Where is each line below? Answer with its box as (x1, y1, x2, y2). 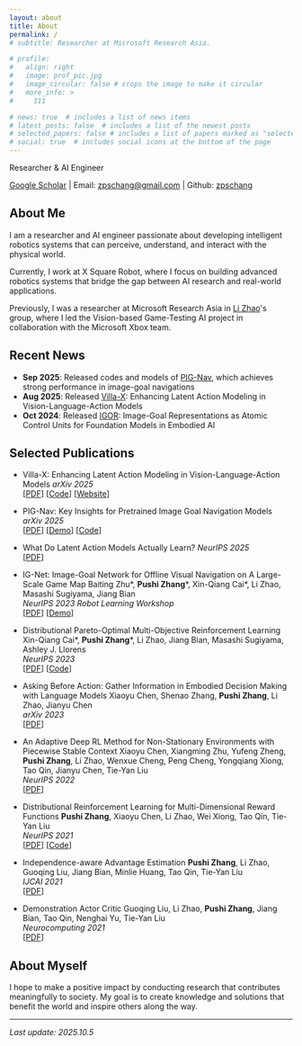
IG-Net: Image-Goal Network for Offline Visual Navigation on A (22, 569, 254, 580)
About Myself (9, 958, 88, 973)
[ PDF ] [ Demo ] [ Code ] (22, 525, 102, 536)
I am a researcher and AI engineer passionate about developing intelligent (9, 229, 283, 240)
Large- (255, 569, 281, 580)
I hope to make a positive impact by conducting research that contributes (9, 982, 280, 993)
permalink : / (9, 30, 58, 39)
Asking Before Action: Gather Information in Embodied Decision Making (22, 681, 288, 692)
